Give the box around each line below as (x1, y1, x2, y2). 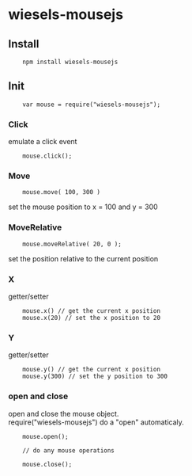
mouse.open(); (22, 432, 69, 440)
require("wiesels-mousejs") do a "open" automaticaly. (8, 417, 184, 427)
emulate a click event (8, 137, 77, 147)
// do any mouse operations (22, 446, 115, 455)
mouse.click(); (22, 152, 73, 160)
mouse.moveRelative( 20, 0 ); (22, 240, 122, 248)
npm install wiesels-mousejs (22, 58, 119, 66)
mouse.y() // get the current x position (22, 366, 160, 374)
